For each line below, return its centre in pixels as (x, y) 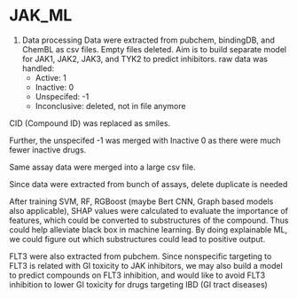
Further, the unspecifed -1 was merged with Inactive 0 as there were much (145, 140)
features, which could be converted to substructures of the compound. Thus (149, 220)
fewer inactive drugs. (48, 149)
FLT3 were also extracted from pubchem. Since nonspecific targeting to (141, 256)
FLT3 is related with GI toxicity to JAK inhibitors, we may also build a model (146, 265)
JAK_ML (41, 16)
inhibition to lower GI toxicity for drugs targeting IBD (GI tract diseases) (138, 284)
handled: (38, 68)
